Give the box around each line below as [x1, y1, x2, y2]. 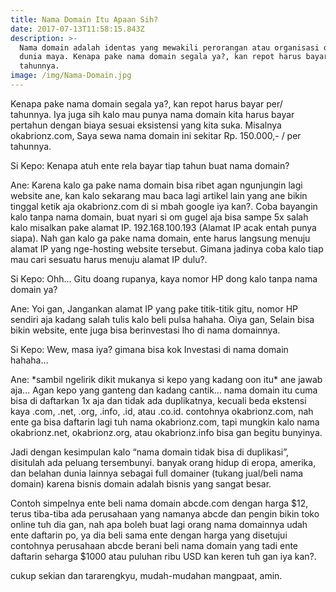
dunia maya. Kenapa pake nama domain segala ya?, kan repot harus [19, 52, 302, 62]
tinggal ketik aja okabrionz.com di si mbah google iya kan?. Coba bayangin [10, 200, 318, 212]
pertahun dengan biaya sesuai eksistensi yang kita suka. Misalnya [10, 119, 282, 131]
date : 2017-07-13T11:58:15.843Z [10, 24, 145, 34]
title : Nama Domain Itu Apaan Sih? [10, 14, 159, 25]
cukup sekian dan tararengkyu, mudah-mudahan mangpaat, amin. [10, 569, 283, 581]
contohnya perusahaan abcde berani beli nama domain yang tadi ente [10, 539, 299, 551]
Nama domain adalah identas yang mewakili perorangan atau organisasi [19, 42, 320, 53]
